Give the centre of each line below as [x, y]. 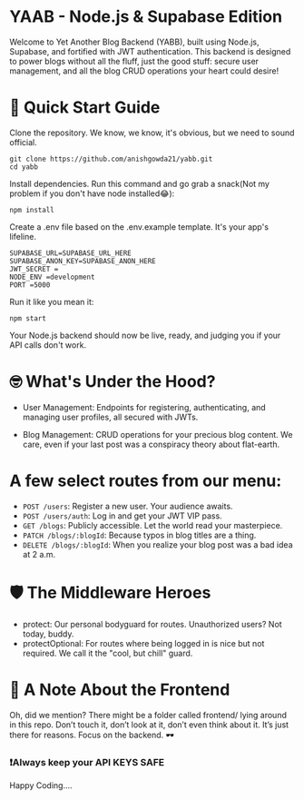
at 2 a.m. [39, 554]
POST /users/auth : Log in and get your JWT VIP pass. [122, 516]
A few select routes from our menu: [146, 481]
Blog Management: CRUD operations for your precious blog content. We [157, 434]
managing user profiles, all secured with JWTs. [110, 417]
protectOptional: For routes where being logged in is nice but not [143, 643]
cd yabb [24, 167]
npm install [32, 210]
